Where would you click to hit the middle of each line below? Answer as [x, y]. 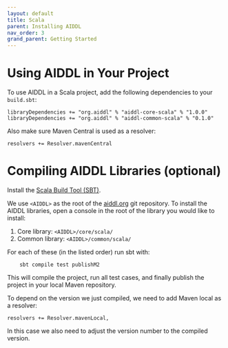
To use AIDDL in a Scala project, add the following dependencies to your [110, 92]
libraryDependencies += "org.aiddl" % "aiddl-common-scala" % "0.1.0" [111, 119]
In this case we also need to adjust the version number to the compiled [107, 331]
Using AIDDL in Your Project [88, 73]
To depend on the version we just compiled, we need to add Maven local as [114, 298]
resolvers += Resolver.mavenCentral [60, 144]
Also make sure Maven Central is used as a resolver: [82, 131]
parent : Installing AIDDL [44, 26]
